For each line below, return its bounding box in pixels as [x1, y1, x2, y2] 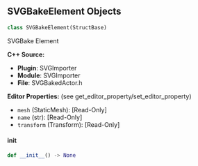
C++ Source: [7, 50, 45, 59]
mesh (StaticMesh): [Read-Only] [17, 105, 107, 114]
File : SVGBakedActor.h [17, 78, 83, 86]
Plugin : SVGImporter [17, 63, 77, 72]
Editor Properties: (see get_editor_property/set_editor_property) [7, 92, 192, 100]
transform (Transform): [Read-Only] [17, 120, 120, 128]
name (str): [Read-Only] [17, 113, 83, 121]
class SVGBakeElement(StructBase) [7, 24, 108, 31]
